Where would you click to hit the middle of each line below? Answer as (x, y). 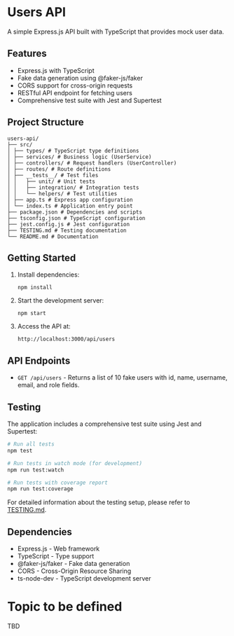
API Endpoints (39, 360)
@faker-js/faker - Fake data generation (74, 564)
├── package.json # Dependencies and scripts (75, 212)
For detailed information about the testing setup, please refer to (99, 502)
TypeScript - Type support (56, 556)
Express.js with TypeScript (56, 70)
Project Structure (46, 122)
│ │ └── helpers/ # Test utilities (62, 193)
